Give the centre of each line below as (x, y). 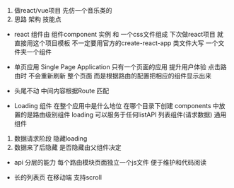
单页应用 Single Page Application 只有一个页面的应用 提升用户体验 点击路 (120, 67)
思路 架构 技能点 (37, 19)
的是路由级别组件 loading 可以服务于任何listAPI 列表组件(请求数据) (116, 114)
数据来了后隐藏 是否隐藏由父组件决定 (68, 147)
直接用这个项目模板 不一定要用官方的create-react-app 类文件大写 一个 (116, 43)
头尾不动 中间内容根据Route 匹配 (62, 91)
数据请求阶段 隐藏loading (51, 139)
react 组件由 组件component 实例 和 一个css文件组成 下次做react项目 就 (119, 34)
